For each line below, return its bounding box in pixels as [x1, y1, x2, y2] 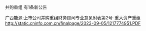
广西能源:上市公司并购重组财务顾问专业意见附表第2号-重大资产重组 [5, 15, 141, 21]
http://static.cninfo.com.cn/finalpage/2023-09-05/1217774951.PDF [5, 20, 141, 26]
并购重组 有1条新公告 [5, 4, 47, 10]
